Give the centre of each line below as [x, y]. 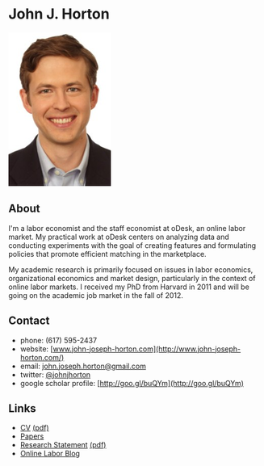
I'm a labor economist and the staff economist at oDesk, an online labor [127, 228]
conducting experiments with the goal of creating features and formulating [132, 245]
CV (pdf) [35, 428]
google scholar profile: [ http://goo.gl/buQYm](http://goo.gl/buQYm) [132, 383]
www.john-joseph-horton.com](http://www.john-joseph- [147, 349]
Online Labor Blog [50, 454]
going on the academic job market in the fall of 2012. [96, 295]
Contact [29, 321]
